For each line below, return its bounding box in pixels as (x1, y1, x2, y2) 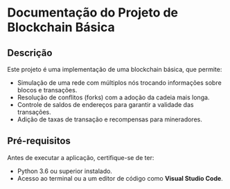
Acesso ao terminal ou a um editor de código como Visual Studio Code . (17, 174, 223, 182)
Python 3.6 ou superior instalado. (17, 167, 113, 175)
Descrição (7, 47, 53, 59)
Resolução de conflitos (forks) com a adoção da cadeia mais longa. (17, 93, 210, 101)
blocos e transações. (17, 86, 78, 94)
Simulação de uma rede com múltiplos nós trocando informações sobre (17, 79, 222, 87)
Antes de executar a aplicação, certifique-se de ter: (7, 153, 154, 161)
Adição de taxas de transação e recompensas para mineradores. (17, 115, 202, 123)
